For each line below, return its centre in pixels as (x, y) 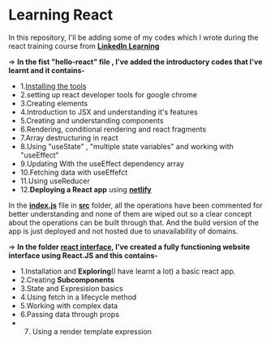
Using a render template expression (92, 331)
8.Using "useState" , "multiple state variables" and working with (127, 146)
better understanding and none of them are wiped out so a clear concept (130, 213)
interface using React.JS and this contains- (83, 255)
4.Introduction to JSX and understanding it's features (109, 112)
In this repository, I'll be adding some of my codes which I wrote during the (133, 37)
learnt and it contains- (47, 70)
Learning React (61, 15)
